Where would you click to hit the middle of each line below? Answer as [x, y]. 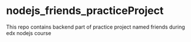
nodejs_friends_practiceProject [85, 11]
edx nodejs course [29, 33]
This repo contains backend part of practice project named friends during [96, 27]
